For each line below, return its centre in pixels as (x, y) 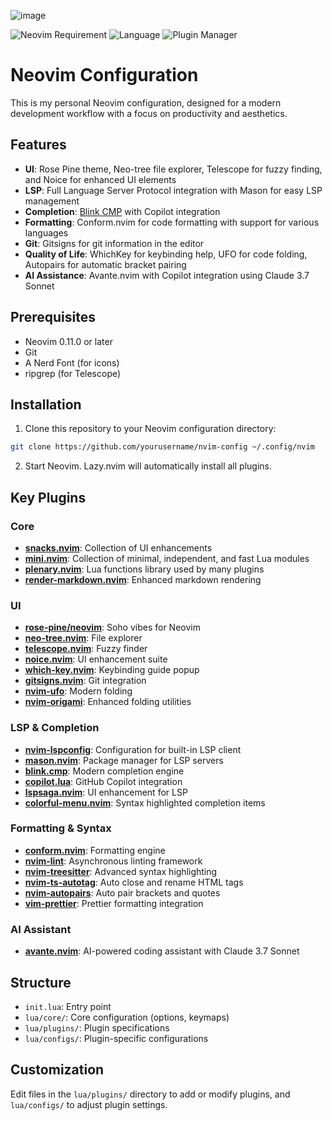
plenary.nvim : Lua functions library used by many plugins (144, 569)
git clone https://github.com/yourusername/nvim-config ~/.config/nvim (162, 447)
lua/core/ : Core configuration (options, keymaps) (127, 1017)
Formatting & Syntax (61, 828)
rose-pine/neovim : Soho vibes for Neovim (112, 627)
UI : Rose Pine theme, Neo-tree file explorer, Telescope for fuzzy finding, (173, 169)
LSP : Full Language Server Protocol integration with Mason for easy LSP (173, 190)
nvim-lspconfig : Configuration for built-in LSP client (133, 749)
